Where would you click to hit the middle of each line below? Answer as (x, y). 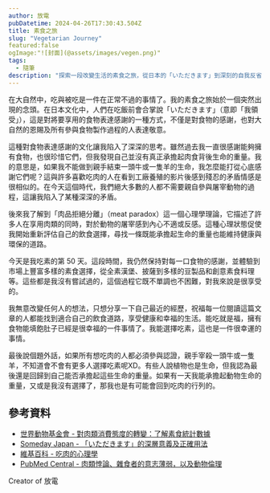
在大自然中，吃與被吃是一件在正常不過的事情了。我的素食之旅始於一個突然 (131, 99)
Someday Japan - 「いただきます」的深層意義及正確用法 (114, 444)
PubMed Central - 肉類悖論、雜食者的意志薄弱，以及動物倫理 (121, 464)
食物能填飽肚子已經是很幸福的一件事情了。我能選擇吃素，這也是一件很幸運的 (135, 328)
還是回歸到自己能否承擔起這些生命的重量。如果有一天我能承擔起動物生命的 (138, 375)
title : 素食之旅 (33, 31)
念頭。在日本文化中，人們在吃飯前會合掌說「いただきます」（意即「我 (137, 109)
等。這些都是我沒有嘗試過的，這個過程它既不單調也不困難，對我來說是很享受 (135, 281)
